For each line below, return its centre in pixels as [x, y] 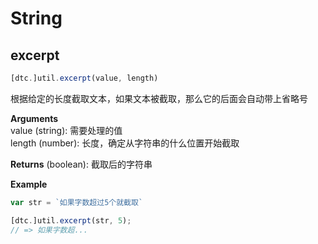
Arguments [34, 118]
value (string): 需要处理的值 [66, 130]
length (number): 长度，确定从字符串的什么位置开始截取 [125, 143]
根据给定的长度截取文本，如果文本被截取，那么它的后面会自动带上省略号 [159, 98]
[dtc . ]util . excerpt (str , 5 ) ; [71, 220]
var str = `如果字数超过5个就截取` [77, 202]
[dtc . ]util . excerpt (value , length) [84, 78]
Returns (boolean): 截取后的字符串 [81, 164]
